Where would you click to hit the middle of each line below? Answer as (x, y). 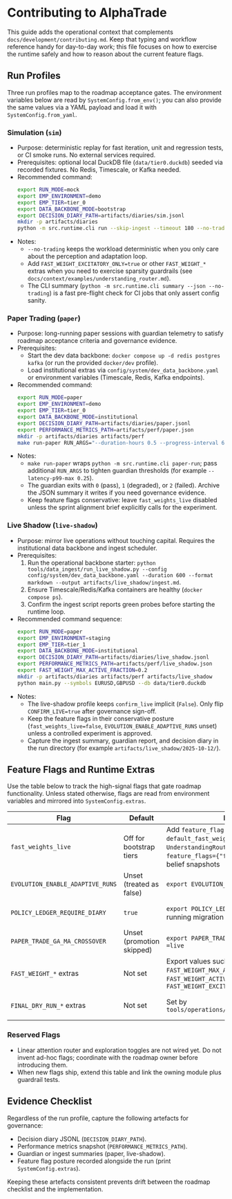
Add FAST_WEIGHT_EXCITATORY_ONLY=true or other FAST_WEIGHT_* (117, 264)
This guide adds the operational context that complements (90, 32)
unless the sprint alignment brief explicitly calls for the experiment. (122, 508)
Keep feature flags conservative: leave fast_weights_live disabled (122, 500)
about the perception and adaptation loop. (87, 256)
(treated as (141, 885)
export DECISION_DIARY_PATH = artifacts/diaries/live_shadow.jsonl (113, 657)
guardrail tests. (38, 1079)
